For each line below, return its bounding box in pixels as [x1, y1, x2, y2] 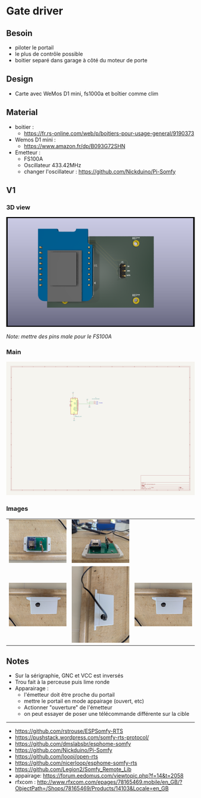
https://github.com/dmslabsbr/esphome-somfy [14, 740, 132, 748]
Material [6, 107, 38, 118]
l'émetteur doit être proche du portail [23, 691, 115, 698]
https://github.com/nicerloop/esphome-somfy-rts [14, 760, 138, 767]
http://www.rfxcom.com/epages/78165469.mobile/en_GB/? [36, 778, 182, 786]
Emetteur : [14, 149, 41, 156]
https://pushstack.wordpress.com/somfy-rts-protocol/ [14, 734, 150, 741]
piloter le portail [14, 44, 54, 51]
